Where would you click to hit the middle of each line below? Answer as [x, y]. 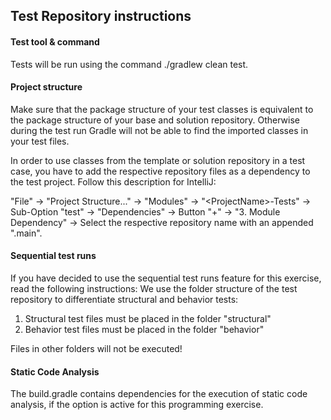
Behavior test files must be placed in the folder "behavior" [144, 329]
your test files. [40, 141]
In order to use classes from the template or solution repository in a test [158, 160]
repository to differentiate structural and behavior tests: [124, 299]
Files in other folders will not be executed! [96, 348]
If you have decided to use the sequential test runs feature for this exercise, [166, 278]
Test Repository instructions [101, 16]
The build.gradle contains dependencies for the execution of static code [159, 394]
